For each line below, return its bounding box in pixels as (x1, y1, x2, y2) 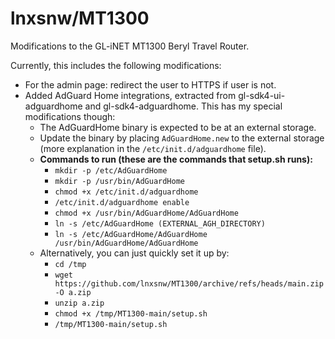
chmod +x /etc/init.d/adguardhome (54, 187, 199, 197)
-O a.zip (54, 287, 92, 297)
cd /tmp (54, 259, 87, 269)
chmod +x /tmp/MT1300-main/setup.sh (54, 308, 208, 319)
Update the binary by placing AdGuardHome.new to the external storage (39, 132, 325, 144)
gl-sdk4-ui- (238, 89, 286, 101)
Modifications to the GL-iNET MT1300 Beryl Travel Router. (10, 40, 250, 52)
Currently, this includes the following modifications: (10, 59, 222, 71)
